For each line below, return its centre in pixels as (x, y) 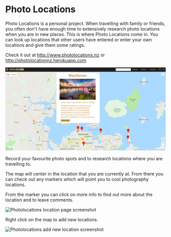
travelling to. (18, 164)
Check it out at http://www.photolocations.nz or (55, 55)
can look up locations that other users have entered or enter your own (79, 40)
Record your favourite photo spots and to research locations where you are (84, 158)
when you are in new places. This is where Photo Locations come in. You (82, 34)
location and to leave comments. (39, 200)
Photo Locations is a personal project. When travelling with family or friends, (85, 23)
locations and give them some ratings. (45, 45)
